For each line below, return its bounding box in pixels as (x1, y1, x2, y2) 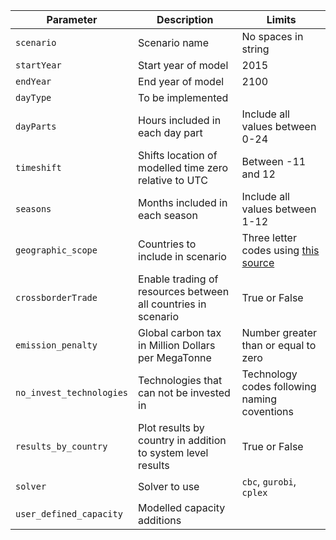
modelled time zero (138, 161, 228, 174)
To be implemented (138, 91, 229, 104)
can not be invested (138, 386, 231, 399)
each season (138, 209, 198, 222)
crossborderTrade (15, 292, 98, 303)
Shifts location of (138, 149, 218, 162)
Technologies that (138, 374, 223, 387)
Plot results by (138, 421, 205, 434)
